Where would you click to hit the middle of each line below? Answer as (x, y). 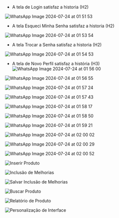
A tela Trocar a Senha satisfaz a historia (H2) (57, 45)
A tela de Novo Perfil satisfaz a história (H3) (56, 64)
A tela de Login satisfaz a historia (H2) (50, 7)
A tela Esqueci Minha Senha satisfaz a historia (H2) (63, 26)
